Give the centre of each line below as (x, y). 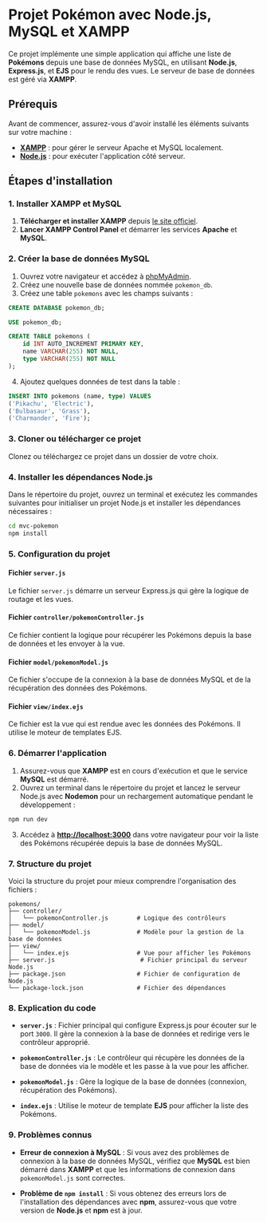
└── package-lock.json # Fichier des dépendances (117, 988)
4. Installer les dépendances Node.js (80, 477)
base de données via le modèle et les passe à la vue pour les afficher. (134, 1067)
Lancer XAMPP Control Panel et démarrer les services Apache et (128, 230)
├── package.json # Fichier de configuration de (124, 974)
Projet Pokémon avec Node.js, (110, 15)
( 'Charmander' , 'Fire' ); (49, 418)
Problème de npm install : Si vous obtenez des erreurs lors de (123, 1193)
